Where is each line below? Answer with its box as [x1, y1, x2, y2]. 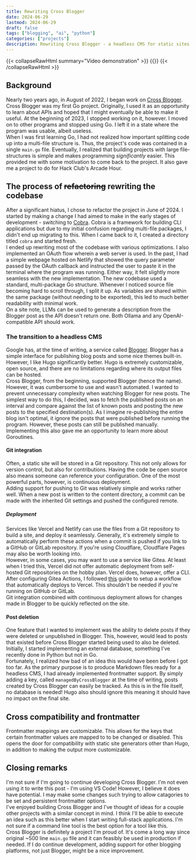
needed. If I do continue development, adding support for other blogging [6, 841, 181, 848]
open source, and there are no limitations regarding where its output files [6, 364, 182, 372]
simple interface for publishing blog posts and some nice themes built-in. [6, 352, 183, 359]
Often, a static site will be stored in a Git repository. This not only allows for [6, 460, 187, 466]
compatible [6, 318, 33, 325]
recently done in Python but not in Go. [6, 651, 98, 658]
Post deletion [6, 613, 39, 620]
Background [6, 80, 51, 91]
